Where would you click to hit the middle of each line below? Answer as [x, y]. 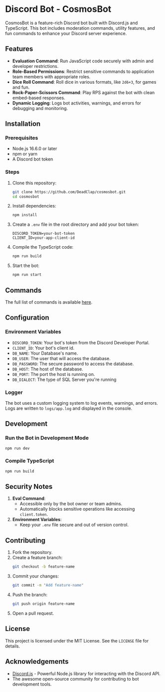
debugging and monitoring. [40, 108]
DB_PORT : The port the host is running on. [54, 374]
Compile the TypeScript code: [43, 247]
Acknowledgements [37, 662]
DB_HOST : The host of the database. [48, 369]
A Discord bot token [33, 159]
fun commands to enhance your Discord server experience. [66, 33]
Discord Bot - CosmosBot [58, 9]
